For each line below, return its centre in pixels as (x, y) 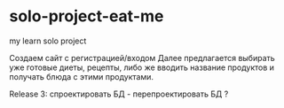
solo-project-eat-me (87, 16)
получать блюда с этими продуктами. (81, 76)
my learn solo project (48, 41)
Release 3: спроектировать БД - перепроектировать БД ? (119, 94)
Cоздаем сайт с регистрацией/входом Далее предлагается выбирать (142, 58)
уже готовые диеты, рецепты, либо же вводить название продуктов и (142, 67)
